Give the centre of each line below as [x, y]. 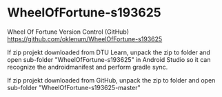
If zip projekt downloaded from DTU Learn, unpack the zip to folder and [109, 52]
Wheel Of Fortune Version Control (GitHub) [68, 32]
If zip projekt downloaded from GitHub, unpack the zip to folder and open [111, 80]
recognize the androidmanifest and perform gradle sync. [88, 67]
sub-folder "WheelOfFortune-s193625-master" [74, 87]
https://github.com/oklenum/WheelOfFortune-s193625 [85, 39]
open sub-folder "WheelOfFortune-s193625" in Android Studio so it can [109, 59]
